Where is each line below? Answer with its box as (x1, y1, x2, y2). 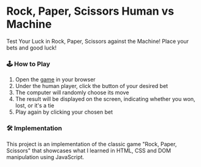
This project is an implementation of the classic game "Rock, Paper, (6, 140, 177, 147)
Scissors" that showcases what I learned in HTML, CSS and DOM (6, 147, 172, 154)
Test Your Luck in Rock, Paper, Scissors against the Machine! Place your (6, 37, 189, 45)
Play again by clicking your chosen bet (15, 108, 113, 116)
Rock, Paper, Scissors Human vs (6, 4, 175, 18)
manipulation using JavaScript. (6, 153, 85, 160)
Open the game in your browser (15, 76, 96, 83)
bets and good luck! (6, 44, 57, 51)
